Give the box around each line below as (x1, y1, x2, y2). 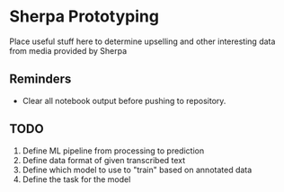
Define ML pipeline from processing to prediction (22, 145, 205, 156)
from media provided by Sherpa (9, 45, 128, 56)
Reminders (9, 72, 72, 87)
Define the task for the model (22, 173, 131, 185)
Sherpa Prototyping (9, 6, 160, 27)
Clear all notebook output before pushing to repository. (22, 95, 226, 106)
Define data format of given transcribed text (22, 154, 186, 165)
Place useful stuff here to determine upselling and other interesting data (9, 36, 276, 47)
